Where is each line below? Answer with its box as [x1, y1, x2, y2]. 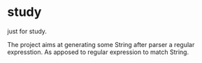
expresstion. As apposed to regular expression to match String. [7, 48, 189, 56]
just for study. [7, 27, 48, 35]
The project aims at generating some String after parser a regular [7, 40, 195, 48]
